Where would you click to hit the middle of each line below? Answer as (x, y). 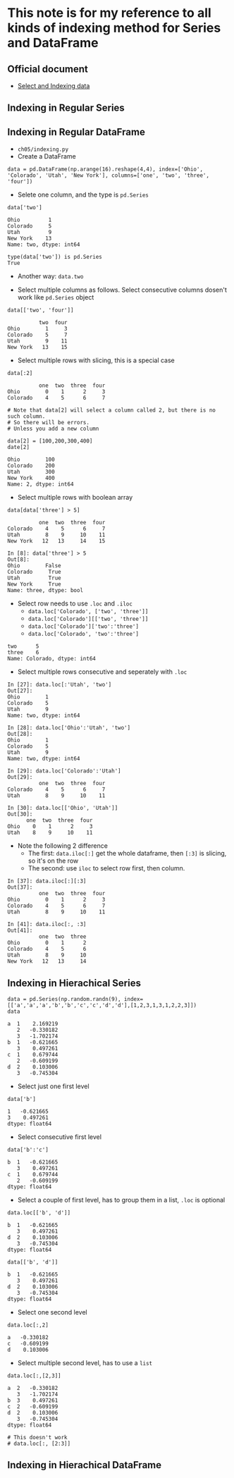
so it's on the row (53, 861)
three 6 (23, 653)
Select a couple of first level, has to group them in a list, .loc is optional (121, 1200)
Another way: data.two (50, 276)
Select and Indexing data (54, 86)
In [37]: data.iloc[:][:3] (47, 881)
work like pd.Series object (56, 297)
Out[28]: (20, 734)
